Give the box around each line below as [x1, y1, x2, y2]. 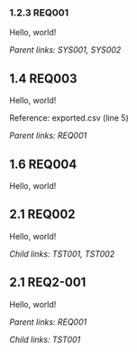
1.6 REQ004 [9, 156, 78, 171]
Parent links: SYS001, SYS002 [9, 44, 122, 55]
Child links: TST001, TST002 [9, 248, 115, 259]
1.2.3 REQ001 [9, 6, 69, 19]
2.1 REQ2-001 [9, 275, 87, 290]
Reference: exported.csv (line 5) [9, 112, 129, 123]
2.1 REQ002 [9, 207, 76, 222]
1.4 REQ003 [9, 71, 78, 86]
